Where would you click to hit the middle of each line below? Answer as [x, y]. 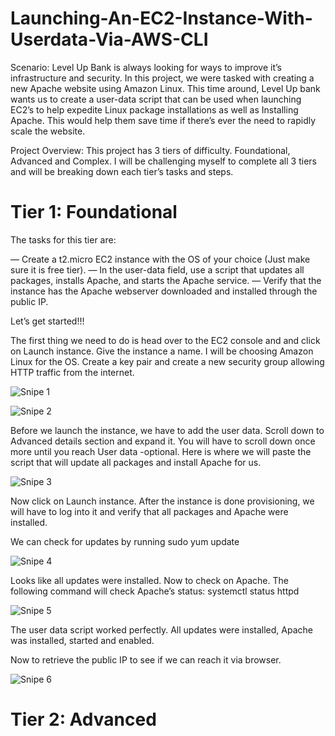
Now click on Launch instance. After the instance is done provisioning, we [162, 501]
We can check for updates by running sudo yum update [125, 541]
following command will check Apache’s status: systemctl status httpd [155, 591]
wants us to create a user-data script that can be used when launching [156, 99]
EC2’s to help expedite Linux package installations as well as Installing [154, 109]
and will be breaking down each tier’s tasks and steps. [122, 171]
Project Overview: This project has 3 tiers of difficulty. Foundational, [150, 150]
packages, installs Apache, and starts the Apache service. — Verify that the [166, 280]
